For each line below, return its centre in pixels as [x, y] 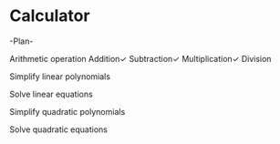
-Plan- [21, 41]
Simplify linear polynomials [60, 76]
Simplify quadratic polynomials [67, 111]
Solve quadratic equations [58, 129]
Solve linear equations [51, 94]
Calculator [50, 16]
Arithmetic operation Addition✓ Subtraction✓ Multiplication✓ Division [140, 58]
